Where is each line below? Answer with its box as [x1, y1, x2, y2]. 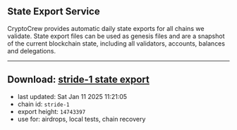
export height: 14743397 [17, 107, 86, 115]
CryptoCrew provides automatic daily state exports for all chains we [7, 24, 205, 32]
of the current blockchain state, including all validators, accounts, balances [7, 39, 226, 48]
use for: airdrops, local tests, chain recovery [17, 115, 146, 123]
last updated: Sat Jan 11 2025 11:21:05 [17, 92, 128, 100]
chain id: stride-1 [17, 100, 70, 108]
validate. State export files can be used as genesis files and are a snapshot [7, 32, 225, 40]
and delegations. [7, 46, 56, 55]
